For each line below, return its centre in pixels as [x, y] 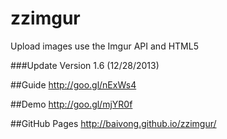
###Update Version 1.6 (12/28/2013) [85, 65]
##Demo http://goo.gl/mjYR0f [71, 104]
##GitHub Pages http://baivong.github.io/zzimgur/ [113, 123]
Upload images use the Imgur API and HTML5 [104, 46]
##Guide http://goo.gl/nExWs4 [73, 84]
